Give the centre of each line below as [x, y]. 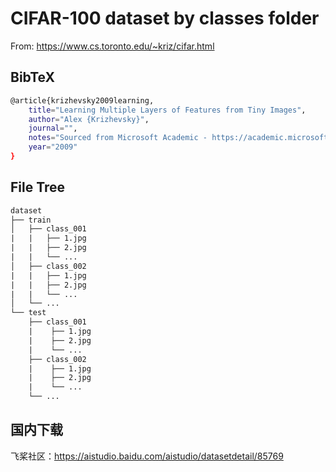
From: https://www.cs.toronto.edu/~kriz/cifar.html [112, 46]
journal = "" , [53, 128]
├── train [31, 220]
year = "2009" [53, 147]
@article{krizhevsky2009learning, [82, 100]
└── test [28, 313]
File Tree [38, 187]
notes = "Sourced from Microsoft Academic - [118, 138]
